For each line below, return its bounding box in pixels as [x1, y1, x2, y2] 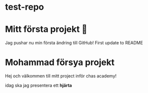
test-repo [5, 1, 44, 13]
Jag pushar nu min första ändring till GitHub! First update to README [5, 40, 143, 46]
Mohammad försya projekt [5, 57, 115, 68]
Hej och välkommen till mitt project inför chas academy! [5, 73, 117, 79]
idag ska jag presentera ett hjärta [5, 82, 72, 89]
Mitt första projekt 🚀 [5, 24, 88, 35]
